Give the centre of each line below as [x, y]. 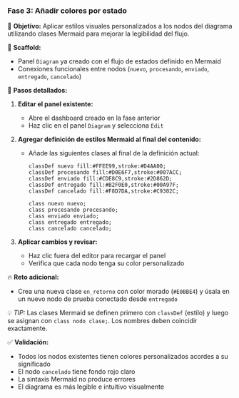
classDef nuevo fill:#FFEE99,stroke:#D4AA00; [97, 166]
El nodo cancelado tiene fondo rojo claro [76, 372]
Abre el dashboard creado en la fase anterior [94, 118]
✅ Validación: [28, 342]
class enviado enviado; [64, 216]
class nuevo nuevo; [57, 204]
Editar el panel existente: [55, 104]
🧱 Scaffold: [24, 48]
